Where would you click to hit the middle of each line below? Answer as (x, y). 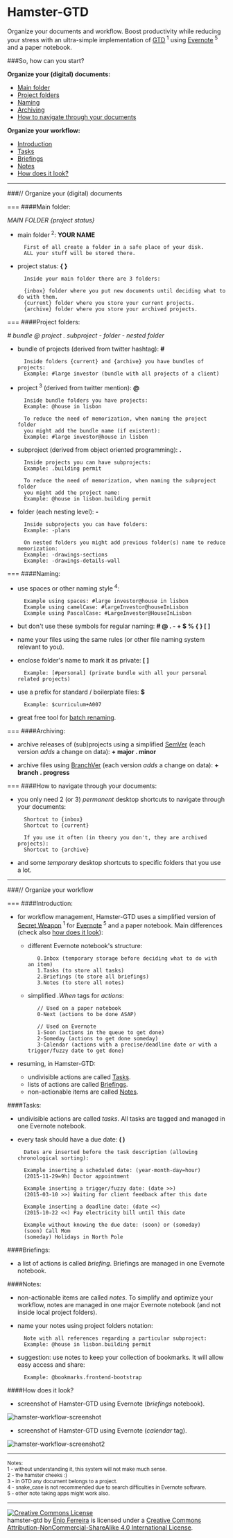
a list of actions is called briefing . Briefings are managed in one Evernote (121, 1264)
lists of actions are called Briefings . (78, 1085)
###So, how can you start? (46, 60)
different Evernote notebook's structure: (85, 946)
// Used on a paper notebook (79, 1008)
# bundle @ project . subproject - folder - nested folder (86, 335)
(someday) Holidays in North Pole (74, 1237)
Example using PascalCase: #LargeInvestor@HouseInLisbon (108, 613)
